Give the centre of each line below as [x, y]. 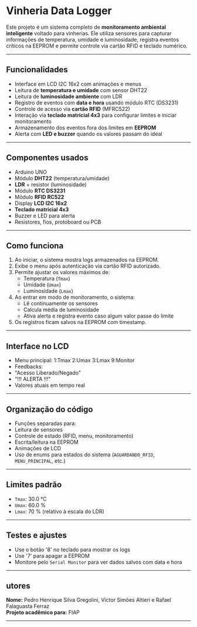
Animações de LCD [38, 448]
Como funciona [35, 246]
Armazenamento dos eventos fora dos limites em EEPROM [85, 127]
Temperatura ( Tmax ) [47, 279]
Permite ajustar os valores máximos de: [62, 272]
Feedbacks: [29, 367]
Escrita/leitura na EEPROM [47, 442]
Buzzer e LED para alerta [45, 215]
